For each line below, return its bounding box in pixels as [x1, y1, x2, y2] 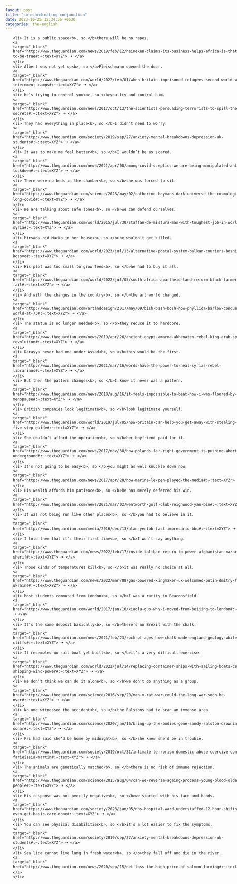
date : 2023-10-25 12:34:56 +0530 [5, 17, 76, 22]
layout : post [5, 7, 33, 13]
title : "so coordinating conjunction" [5, 12, 87, 17]
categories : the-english [5, 21, 58, 27]
